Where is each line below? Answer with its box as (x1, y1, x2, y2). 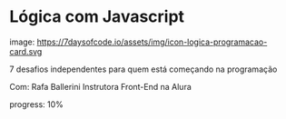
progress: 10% (9, 98, 64, 110)
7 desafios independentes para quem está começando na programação (9, 64, 278, 74)
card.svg (9, 45, 43, 56)
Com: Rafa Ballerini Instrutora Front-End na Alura (9, 81, 192, 92)
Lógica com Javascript (9, 6, 184, 27)
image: (9, 36, 35, 47)
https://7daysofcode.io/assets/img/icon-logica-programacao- (36, 36, 268, 47)
